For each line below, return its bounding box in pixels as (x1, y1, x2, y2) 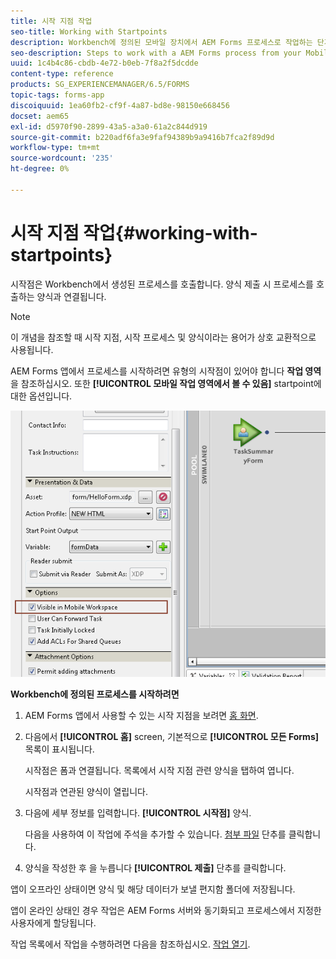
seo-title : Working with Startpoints (10, 26, 168, 37)
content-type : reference (10, 69, 114, 79)
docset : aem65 (10, 111, 70, 121)
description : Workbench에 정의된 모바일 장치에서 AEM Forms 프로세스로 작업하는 (10, 37, 313, 47)
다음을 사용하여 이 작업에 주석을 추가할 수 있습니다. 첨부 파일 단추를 (24, 828, 287, 840)
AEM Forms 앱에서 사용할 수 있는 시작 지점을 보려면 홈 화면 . (24, 710, 259, 722)
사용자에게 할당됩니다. (10, 917, 97, 929)
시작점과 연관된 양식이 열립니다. (24, 786, 148, 798)
